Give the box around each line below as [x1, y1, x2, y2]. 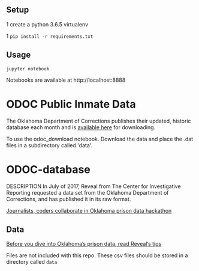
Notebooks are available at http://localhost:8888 [6, 76, 126, 84]
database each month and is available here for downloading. [6, 123, 156, 131]
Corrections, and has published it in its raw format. [6, 195, 131, 202]
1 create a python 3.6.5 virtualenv [6, 20, 89, 28]
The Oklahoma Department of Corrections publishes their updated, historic [6, 117, 191, 124]
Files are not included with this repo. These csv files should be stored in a [6, 252, 188, 259]
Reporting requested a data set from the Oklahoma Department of [6, 189, 169, 196]
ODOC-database [6, 162, 91, 176]
